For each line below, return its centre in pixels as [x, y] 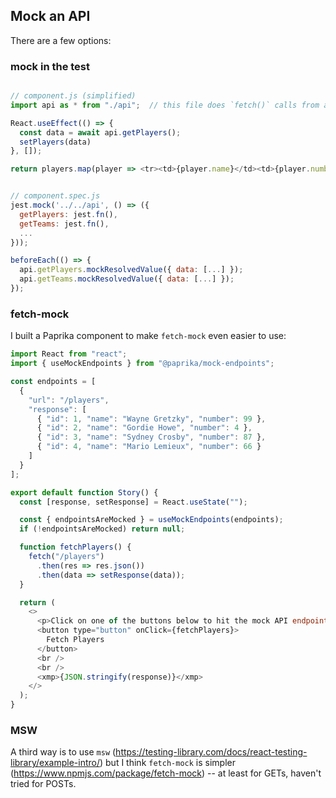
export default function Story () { [84, 492]
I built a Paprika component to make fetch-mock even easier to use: [148, 336]
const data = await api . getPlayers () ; [100, 132]
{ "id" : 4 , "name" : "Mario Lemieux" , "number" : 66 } [149, 447]
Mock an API [50, 16]
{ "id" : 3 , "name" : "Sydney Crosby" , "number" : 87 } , [151, 437]
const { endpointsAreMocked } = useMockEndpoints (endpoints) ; [151, 520]
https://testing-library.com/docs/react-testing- [211, 752]
